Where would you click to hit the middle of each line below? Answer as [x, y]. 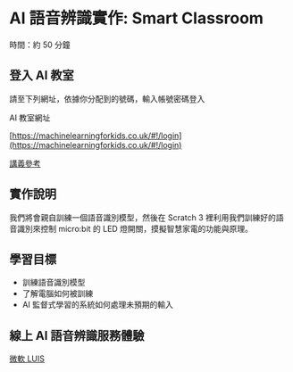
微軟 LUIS [27, 359]
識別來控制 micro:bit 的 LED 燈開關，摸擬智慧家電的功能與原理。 [134, 228]
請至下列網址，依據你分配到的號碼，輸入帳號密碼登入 [107, 98]
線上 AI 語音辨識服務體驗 [77, 335]
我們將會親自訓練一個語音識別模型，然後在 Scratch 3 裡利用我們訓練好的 [143, 217]
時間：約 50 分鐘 [40, 45]
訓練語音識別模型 [54, 283]
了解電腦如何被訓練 [58, 293]
